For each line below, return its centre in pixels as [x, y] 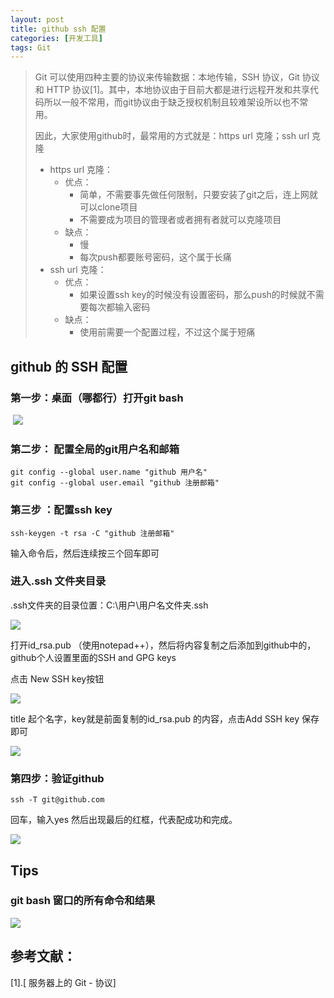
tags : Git [31, 47]
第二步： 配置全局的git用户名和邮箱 [95, 449]
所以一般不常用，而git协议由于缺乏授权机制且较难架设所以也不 [171, 102]
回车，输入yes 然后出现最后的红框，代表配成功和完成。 [124, 820]
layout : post [37, 19]
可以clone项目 [108, 207]
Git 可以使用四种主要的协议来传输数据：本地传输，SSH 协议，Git [167, 77]
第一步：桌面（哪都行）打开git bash [97, 398]
